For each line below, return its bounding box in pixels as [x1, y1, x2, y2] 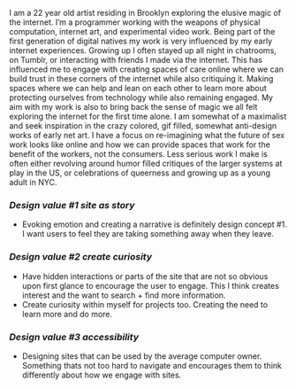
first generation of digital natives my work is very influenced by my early [9, 35, 273, 46]
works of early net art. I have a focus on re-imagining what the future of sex [9, 130, 285, 140]
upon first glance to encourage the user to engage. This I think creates [21, 280, 280, 291]
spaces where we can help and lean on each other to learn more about [9, 83, 267, 93]
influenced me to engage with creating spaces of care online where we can [9, 64, 285, 74]
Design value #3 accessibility [9, 331, 140, 343]
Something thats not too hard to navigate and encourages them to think [21, 360, 283, 370]
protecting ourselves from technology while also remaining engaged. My [9, 92, 274, 103]
